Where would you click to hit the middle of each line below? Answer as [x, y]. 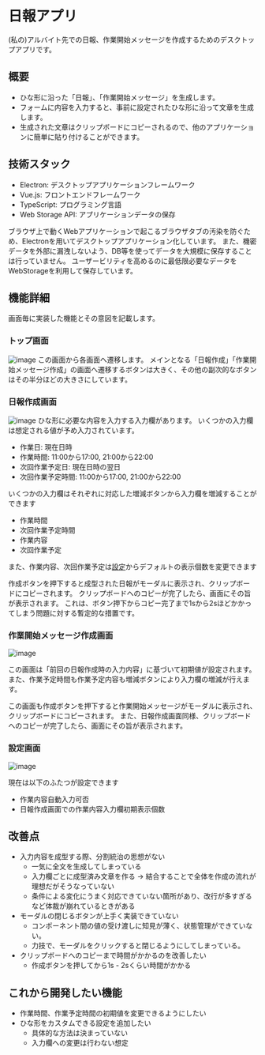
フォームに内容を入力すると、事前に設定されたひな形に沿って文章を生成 [137, 107]
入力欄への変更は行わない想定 [80, 1043]
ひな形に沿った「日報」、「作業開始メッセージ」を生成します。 [119, 97]
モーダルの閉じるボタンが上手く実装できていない [99, 916]
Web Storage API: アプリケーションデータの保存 [97, 214]
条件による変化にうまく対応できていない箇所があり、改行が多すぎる [142, 896]
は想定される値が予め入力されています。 [74, 430]
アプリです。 [35, 49]
